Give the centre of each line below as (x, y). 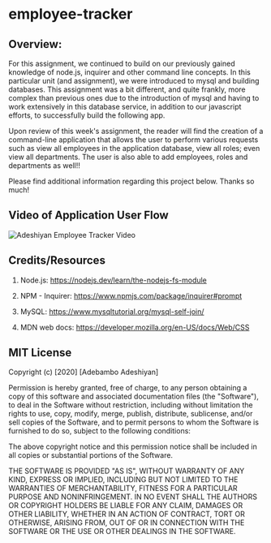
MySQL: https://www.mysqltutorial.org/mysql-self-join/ (112, 311)
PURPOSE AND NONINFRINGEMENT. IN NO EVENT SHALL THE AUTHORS (133, 497)
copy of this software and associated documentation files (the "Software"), (134, 396)
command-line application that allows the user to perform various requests (133, 140)
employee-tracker (71, 14)
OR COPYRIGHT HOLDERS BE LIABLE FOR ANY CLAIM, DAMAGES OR (126, 506)
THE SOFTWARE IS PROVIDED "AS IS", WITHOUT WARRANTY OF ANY (127, 471)
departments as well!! (45, 166)
